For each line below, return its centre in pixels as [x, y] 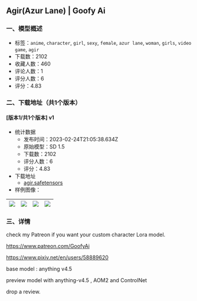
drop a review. [23, 292]
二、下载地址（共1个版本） [44, 102]
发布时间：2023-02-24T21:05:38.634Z [71, 139]
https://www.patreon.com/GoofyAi [48, 246]
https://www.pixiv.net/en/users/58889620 [58, 257]
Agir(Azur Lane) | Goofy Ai [56, 11]
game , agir [27, 49]
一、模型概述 [24, 29]
